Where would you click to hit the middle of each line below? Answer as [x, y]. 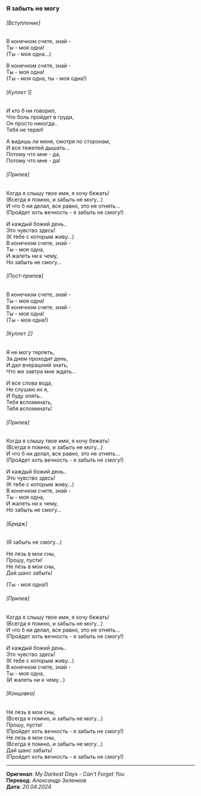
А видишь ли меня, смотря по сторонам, [58, 142]
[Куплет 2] [19, 334]
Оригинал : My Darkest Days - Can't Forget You [66, 774]
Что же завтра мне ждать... [41, 371]
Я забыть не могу [33, 8]
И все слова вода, [29, 383]
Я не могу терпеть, [31, 352]
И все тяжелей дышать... [38, 148]
